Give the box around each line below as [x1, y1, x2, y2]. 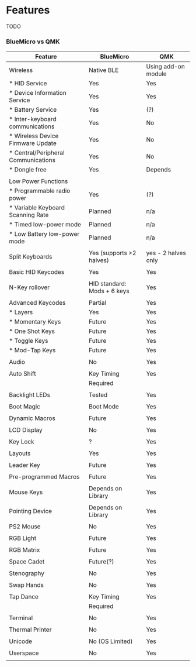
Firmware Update [9, 139, 57, 147]
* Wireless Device [9, 132, 59, 140]
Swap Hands [9, 581, 44, 589]
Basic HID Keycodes [9, 268, 65, 276]
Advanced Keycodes [9, 299, 66, 307]
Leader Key [9, 461, 41, 469]
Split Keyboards [9, 253, 52, 261]
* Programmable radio [9, 187, 71, 195]
